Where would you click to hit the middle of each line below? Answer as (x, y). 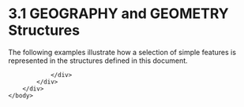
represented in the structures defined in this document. (98, 61)
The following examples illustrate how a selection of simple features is (122, 52)
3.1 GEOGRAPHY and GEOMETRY (118, 14)
